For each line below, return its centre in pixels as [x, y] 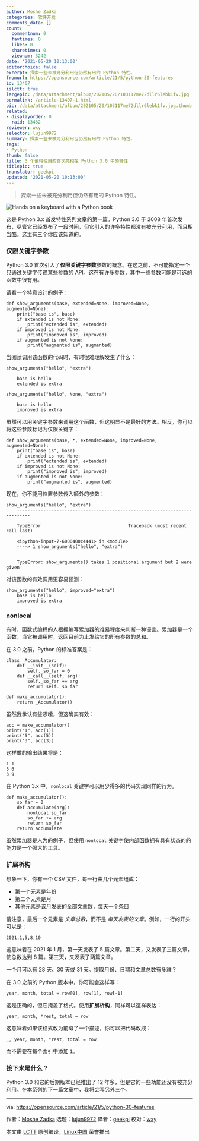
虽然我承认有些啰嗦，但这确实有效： [50, 714]
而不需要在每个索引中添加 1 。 [42, 1051]
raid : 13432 [26, 122]
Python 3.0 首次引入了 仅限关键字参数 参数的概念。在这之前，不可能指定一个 [98, 265]
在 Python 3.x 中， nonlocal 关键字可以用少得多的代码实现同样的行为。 [92, 786]
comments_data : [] [29, 23]
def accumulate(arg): [43, 808]
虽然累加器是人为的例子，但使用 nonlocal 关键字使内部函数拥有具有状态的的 [99, 840]
